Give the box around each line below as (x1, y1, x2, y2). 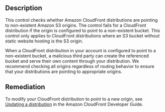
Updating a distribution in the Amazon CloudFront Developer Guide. (5, 101, 143, 107)
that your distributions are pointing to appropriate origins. (5, 69, 123, 75)
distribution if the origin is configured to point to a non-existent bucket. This (5, 27, 161, 34)
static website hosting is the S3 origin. (5, 38, 83, 44)
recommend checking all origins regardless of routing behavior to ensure (5, 63, 155, 69)
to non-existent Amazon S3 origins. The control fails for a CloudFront (5, 22, 147, 28)
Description (5, 4, 42, 12)
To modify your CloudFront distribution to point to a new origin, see (5, 96, 143, 102)
